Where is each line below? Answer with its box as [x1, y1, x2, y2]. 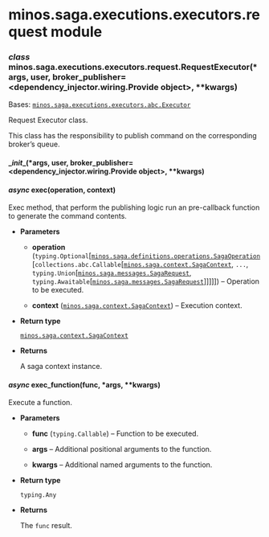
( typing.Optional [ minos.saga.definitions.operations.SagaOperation [31, 251, 261, 260]
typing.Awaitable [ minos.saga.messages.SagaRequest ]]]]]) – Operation [31, 277, 259, 286]
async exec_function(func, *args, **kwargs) [8, 379, 161, 389]
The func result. [19, 521, 72, 531]
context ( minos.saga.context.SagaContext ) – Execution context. [31, 301, 243, 310]
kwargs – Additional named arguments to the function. [31, 460, 213, 469]
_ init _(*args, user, [8, 158, 69, 168]
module [51, 23, 103, 41]
